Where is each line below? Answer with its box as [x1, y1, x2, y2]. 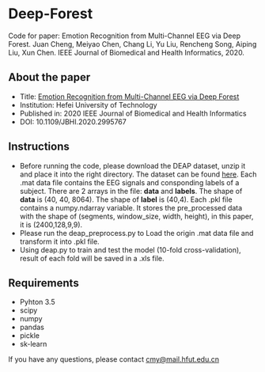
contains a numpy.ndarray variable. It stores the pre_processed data [19, 203, 243, 212]
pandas [19, 322, 45, 332]
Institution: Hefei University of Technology [19, 100, 157, 109]
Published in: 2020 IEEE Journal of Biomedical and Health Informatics [19, 108, 247, 118]
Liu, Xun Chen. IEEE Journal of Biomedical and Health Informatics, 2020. [8, 47, 245, 57]
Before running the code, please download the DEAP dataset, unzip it [19, 161, 246, 170]
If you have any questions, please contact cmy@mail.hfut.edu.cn [8, 355, 220, 364]
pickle [19, 331, 40, 340]
